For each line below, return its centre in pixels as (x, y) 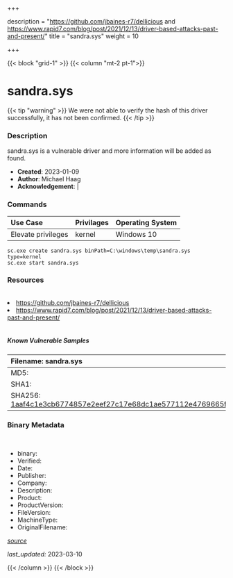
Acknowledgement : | (48, 187)
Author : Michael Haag (49, 179)
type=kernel (24, 257)
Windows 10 (136, 234)
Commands (27, 204)
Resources (26, 280)
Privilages (92, 222)
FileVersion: (34, 513)
